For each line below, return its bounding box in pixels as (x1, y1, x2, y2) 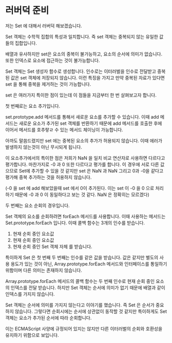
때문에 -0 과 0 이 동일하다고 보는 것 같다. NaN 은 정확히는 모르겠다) (14, 191, 150, 198)
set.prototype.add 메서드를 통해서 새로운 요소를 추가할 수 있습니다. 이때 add (5, 113, 159, 120)
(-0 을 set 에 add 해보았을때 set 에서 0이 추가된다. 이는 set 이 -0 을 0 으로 (5, 185, 155, 191)
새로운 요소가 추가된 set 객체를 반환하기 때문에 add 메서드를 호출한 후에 (18, 120, 162, 126)
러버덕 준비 (5, 5, 49, 16)
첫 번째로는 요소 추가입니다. (5, 103, 61, 109)
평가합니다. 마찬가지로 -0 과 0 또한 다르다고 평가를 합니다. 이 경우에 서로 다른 (5, 161, 159, 167)
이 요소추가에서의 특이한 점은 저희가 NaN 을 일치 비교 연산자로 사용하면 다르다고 (5, 155, 165, 161)
